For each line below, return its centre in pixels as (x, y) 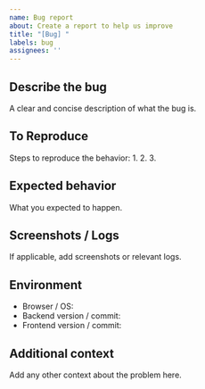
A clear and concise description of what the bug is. (103, 108)
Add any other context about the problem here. (96, 375)
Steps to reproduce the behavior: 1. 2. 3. (83, 158)
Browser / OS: (48, 306)
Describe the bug (58, 87)
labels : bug (31, 42)
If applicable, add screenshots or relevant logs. (95, 257)
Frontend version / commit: (72, 326)
